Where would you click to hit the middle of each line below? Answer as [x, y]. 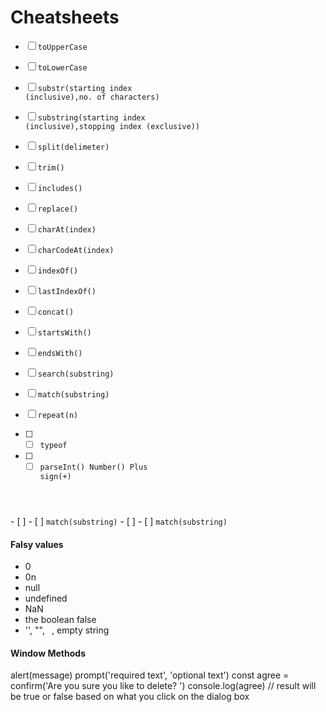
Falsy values [37, 544]
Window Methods [48, 653]
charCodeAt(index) [76, 250]
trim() [51, 167]
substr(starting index [85, 88]
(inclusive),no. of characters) [92, 97]
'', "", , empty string [67, 630]
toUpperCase [62, 47]
